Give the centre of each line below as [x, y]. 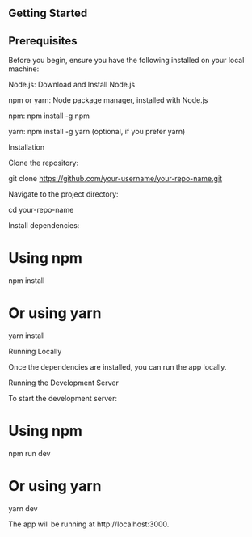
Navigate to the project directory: [63, 194]
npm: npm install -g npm [49, 116]
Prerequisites [43, 41]
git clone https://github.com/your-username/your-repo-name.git [115, 179]
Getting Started [48, 13]
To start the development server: [63, 399]
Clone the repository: [44, 163]
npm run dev [29, 454]
